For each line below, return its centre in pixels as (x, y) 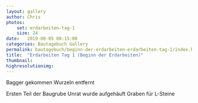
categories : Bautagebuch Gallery (47, 44)
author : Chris (24, 17)
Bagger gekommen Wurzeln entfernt (50, 83)
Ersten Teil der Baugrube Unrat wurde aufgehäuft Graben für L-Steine (90, 94)
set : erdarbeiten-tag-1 (46, 28)
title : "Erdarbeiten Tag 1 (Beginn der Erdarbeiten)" (75, 55)
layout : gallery (26, 11)
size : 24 (27, 33)
